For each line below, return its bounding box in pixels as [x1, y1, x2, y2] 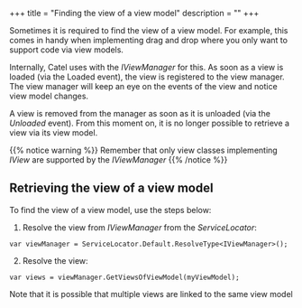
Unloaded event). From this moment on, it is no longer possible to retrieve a [9, 117, 290, 128]
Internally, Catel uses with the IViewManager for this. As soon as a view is [9, 62, 284, 72]
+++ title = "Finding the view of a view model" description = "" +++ [9, 8, 260, 18]
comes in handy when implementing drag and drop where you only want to [9, 35, 288, 45]
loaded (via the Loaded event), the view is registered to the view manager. [9, 71, 286, 82]
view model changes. [9, 90, 88, 101]
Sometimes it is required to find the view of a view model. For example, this [9, 25, 288, 35]
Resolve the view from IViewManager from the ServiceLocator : [22, 221, 257, 233]
